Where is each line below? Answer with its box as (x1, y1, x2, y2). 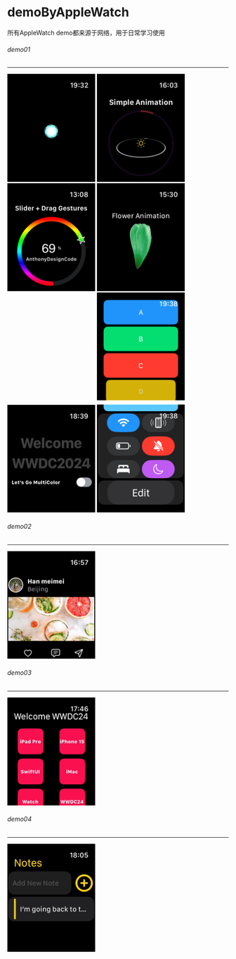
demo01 (7, 45, 30, 54)
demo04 (7, 815, 32, 824)
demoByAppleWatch (7, 4, 130, 20)
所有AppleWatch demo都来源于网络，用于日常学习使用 (7, 28, 165, 37)
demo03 (7, 668, 32, 677)
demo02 (7, 522, 32, 530)
